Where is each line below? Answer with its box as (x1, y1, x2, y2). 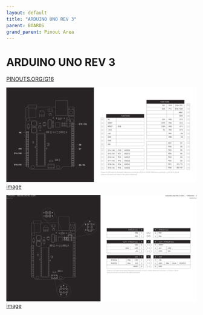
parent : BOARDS (6, 22, 45, 28)
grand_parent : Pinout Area (6, 29, 74, 35)
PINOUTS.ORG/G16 (6, 75, 54, 83)
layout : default (6, 10, 47, 16)
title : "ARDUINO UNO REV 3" (6, 16, 77, 22)
